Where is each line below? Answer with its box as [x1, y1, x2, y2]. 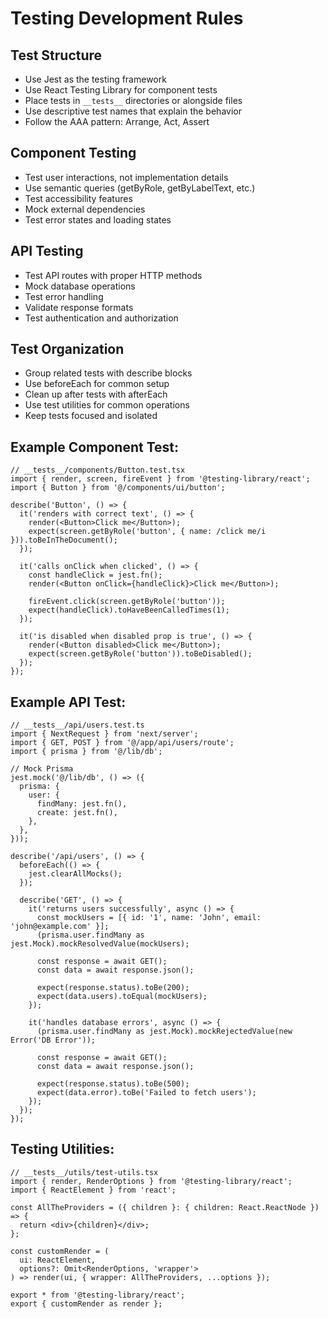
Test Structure [10, 47, 103, 64]
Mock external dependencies [24, 203, 146, 215]
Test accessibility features [24, 192, 133, 204]
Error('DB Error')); [10, 1035, 97, 1046]
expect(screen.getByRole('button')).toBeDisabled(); [28, 649, 253, 659]
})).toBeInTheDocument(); [10, 535, 118, 546]
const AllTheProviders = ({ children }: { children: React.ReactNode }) [10, 1202, 320, 1212]
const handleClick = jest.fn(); [28, 570, 163, 581]
